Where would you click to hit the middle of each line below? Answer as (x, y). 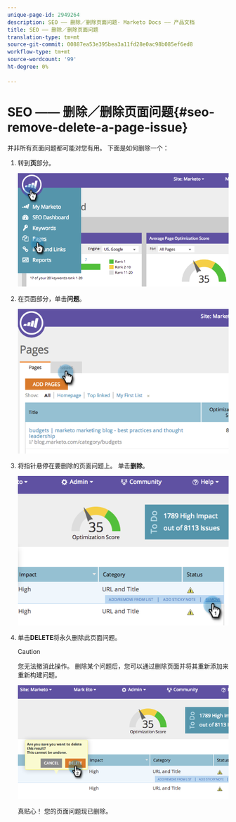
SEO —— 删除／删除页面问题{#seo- (111, 112)
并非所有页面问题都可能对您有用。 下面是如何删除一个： (88, 148)
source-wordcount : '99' (42, 60)
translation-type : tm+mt (44, 37)
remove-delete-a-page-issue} (98, 127)
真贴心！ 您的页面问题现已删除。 (65, 811)
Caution (29, 652)
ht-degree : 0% (28, 67)
